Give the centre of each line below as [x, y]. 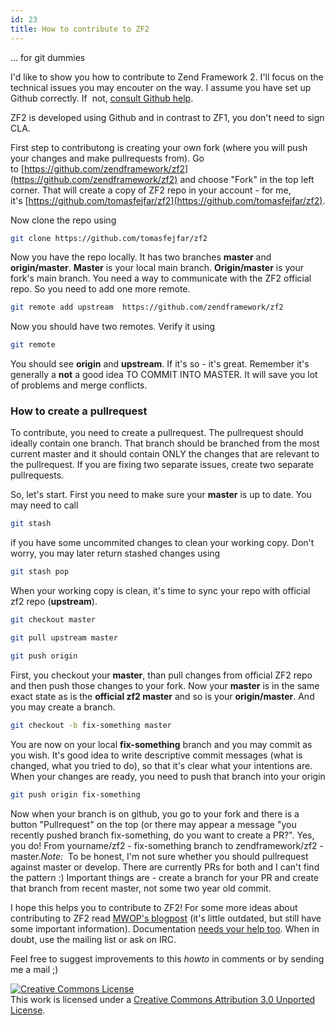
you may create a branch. [63, 707]
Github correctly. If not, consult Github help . [102, 98]
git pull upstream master [64, 638]
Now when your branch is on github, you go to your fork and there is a [155, 813]
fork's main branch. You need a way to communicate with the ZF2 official [161, 278]
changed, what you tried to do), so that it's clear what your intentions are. [161, 765]
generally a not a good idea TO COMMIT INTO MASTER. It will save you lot [164, 375]
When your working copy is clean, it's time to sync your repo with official [160, 591]
